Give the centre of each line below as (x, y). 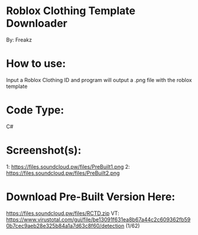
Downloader (37, 23)
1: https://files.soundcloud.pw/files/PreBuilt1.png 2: (68, 167)
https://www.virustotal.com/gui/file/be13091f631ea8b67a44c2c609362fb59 (98, 219)
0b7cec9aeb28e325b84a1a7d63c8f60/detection (65, 226)
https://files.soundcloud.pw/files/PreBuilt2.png (63, 173)
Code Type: (35, 110)
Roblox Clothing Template (71, 11)
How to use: (36, 64)
